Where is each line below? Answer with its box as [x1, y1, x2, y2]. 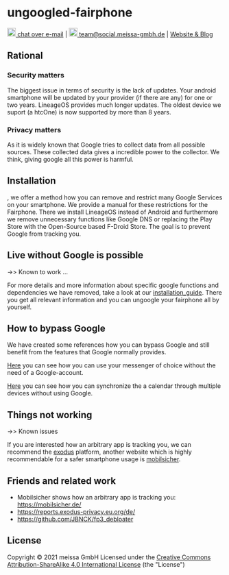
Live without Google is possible [7, 249, 144, 261]
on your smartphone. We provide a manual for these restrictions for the [7, 200, 208, 208]
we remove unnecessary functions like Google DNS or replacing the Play [7, 215, 213, 223]
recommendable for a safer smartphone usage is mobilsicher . [7, 455, 181, 463]
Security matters [7, 71, 65, 80]
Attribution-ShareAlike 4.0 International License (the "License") [7, 560, 185, 568]
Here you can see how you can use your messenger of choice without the [7, 361, 216, 369]
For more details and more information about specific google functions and [7, 281, 219, 289]
